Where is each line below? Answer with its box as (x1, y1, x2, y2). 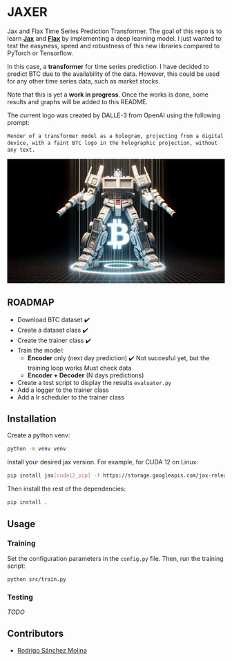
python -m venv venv (7, 446, 67, 453)
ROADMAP (7, 297, 55, 308)
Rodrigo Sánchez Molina (17, 646, 88, 654)
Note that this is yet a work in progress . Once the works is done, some (7, 90, 209, 99)
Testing (7, 592, 33, 602)
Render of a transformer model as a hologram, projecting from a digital (7, 132, 224, 139)
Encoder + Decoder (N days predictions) (27, 371, 144, 379)
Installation (7, 413, 57, 425)
